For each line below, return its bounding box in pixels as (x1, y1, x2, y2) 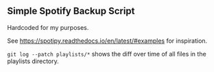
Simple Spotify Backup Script (7, 5, 135, 17)
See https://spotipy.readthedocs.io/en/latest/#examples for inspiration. (7, 37, 208, 45)
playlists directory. (7, 57, 60, 65)
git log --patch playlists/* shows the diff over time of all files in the (7, 50, 207, 58)
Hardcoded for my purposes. (7, 23, 89, 31)
